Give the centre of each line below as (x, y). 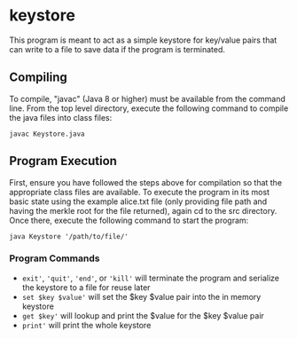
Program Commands (55, 258)
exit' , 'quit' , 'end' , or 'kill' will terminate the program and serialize (150, 278)
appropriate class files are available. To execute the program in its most (140, 192)
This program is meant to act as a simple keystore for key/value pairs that (143, 40)
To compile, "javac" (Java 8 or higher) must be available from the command (148, 99)
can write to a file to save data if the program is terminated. (117, 49)
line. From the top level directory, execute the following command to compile (149, 108)
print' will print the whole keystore (86, 325)
